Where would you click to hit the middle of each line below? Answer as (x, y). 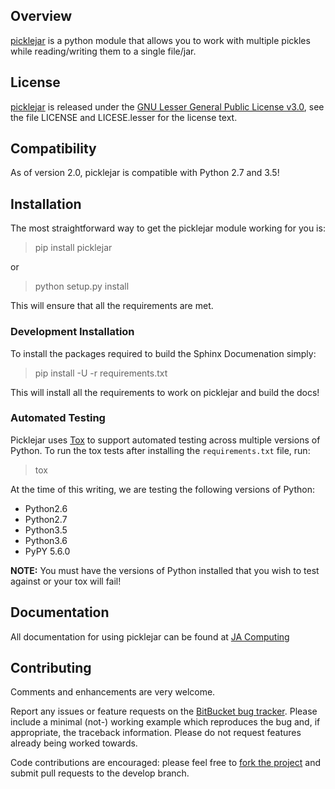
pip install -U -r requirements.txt (101, 373)
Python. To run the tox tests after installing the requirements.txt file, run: (160, 450)
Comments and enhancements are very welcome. (113, 692)
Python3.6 (46, 540)
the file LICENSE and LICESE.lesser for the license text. (124, 117)
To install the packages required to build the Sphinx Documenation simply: (163, 353)
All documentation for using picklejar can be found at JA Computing (150, 636)
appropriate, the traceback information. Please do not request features (156, 733)
